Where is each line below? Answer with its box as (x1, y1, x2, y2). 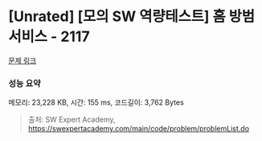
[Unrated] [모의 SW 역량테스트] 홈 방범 (8, 7, 256, 26)
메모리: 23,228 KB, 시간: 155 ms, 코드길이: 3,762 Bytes (8, 97, 185, 107)
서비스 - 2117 (8, 27, 90, 46)
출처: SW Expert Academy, (27, 114, 116, 125)
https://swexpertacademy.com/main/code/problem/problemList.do (27, 124, 250, 134)
